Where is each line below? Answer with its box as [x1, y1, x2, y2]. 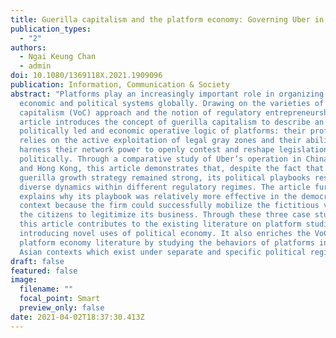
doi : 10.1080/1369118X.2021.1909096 [10, 71, 163, 81]
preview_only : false [19, 303, 105, 313]
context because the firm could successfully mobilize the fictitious [19, 201, 320, 211]
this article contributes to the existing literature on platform [19, 219, 302, 230]
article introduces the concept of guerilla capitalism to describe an [19, 117, 325, 127]
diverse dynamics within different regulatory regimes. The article [19, 182, 311, 192]
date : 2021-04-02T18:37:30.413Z [10, 312, 145, 322]
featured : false [10, 266, 78, 276]
